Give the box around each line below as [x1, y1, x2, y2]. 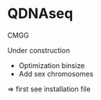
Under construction [7, 45, 70, 55]
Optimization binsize [18, 60, 85, 70]
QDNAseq [7, 5, 74, 23]
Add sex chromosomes [18, 69, 94, 78]
